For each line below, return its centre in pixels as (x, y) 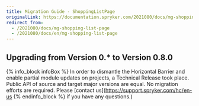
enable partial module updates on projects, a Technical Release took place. (98, 78)
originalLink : (24, 17)
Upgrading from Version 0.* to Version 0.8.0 (90, 57)
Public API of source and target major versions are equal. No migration (92, 84)
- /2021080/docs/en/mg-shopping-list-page (65, 34)
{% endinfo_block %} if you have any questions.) (73, 96)
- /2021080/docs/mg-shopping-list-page (61, 28)
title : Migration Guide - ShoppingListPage (61, 11)
